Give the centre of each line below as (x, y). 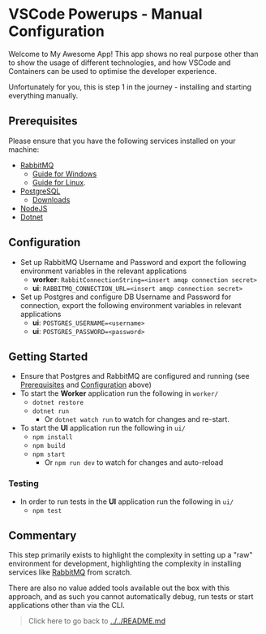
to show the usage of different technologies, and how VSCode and (120, 63)
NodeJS (34, 208)
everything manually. (43, 95)
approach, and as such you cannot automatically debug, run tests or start (131, 597)
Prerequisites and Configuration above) (86, 385)
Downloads (51, 199)
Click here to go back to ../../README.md (97, 621)
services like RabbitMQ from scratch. (70, 572)
